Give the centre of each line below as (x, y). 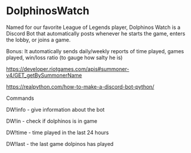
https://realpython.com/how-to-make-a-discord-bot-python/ (80, 86)
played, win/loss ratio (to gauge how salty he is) (64, 57)
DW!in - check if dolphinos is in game (52, 121)
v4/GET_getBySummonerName (44, 75)
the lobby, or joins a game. (38, 40)
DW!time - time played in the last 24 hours (58, 132)
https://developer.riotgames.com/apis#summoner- (68, 69)
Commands (20, 98)
